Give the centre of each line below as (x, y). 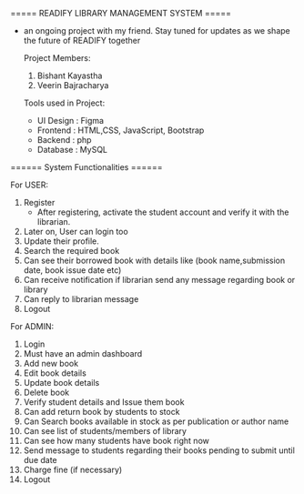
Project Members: (57, 58)
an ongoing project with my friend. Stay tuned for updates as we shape (157, 30)
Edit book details (55, 373)
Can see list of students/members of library (105, 431)
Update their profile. (61, 241)
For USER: (30, 185)
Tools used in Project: (64, 103)
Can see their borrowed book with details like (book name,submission (154, 260)
